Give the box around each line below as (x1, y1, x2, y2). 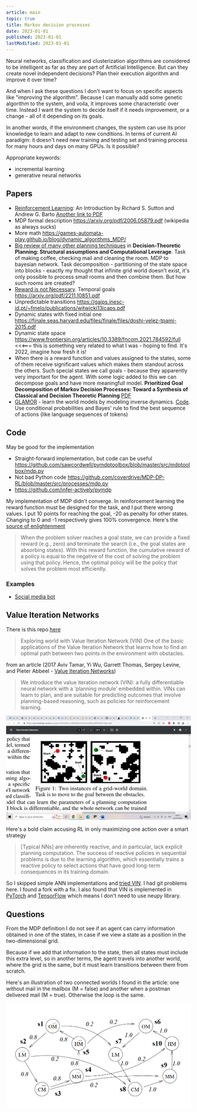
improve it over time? (6, 76, 57, 83)
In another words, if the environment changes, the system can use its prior (6, 124, 186, 131)
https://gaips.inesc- (77, 298, 125, 305)
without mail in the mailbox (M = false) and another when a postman (6, 986, 171, 993)
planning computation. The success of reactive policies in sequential (20, 850, 186, 857)
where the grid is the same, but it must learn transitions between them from (6, 961, 189, 968)
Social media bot (14, 593, 56, 600)
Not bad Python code (14, 474, 66, 481)
